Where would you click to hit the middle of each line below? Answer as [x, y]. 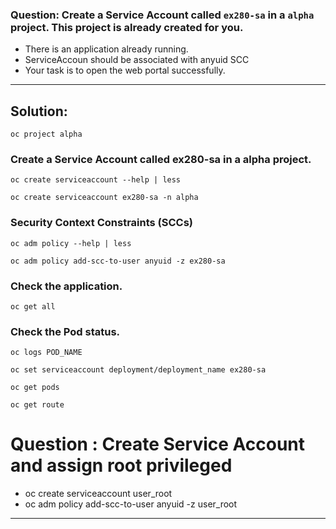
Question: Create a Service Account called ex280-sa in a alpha [162, 15]
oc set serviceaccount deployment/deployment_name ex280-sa [138, 370]
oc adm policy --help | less [71, 243]
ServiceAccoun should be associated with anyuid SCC [137, 60]
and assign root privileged [121, 465]
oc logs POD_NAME [46, 353]
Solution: [39, 111]
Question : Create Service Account [158, 444]
